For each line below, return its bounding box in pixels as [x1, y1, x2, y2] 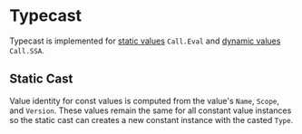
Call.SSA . [9, 44, 45, 55]
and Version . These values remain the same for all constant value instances [9, 105, 292, 116]
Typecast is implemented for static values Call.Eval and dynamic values [9, 35, 281, 46]
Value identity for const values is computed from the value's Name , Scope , [9, 95, 279, 106]
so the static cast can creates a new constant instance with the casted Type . [9, 114, 294, 125]
